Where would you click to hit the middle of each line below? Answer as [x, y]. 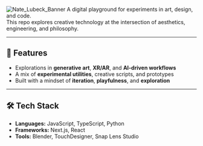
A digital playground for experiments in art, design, [130, 9]
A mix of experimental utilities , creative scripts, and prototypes [94, 74]
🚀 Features [27, 53]
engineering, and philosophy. [43, 28]
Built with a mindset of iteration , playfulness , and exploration [92, 80]
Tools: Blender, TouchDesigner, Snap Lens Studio [77, 136]
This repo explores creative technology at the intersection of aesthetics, [96, 22]
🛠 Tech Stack [33, 106]
